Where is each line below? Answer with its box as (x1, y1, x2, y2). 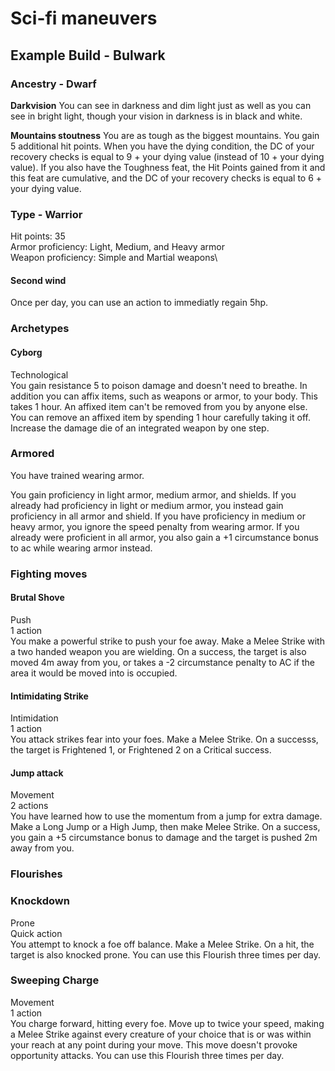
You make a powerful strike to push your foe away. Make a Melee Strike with (10, 635, 325, 647)
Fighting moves (10, 567, 88, 581)
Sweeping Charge (10, 973, 100, 987)
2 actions (10, 800, 49, 812)
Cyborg (10, 346, 43, 358)
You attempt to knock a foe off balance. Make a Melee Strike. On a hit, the (10, 938, 315, 950)
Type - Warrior (10, 207, 83, 221)
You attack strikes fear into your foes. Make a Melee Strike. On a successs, (10, 733, 319, 746)
